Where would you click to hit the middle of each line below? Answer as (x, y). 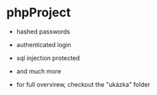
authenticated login (44, 44)
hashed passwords (43, 31)
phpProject (39, 13)
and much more (39, 71)
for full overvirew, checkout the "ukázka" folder (83, 84)
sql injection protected (48, 58)
